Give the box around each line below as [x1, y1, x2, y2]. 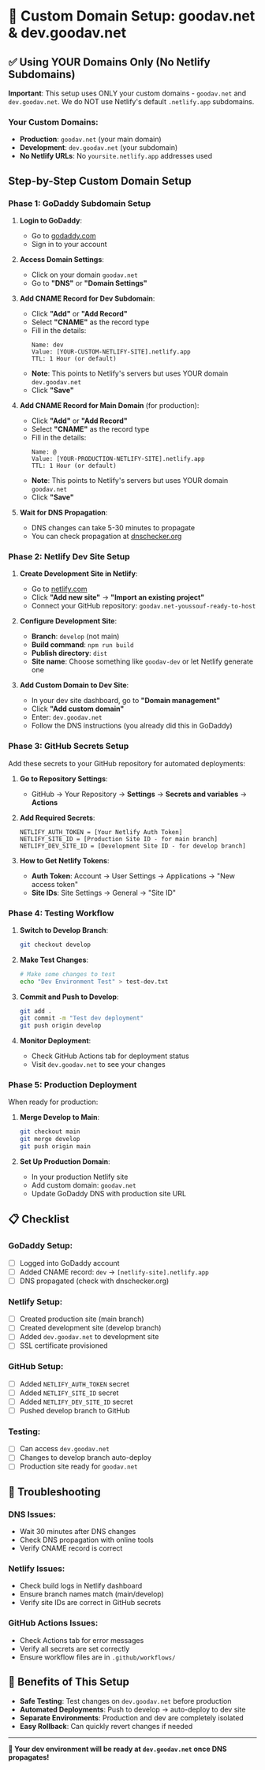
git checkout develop [19, 941, 91, 949]
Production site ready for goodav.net [19, 1461, 138, 1471]
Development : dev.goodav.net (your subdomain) [19, 143, 178, 152]
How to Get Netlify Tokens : [19, 855, 110, 865]
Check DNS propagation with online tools [19, 1535, 154, 1545]
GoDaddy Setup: [8, 1240, 73, 1252]
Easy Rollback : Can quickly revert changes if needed [19, 1721, 193, 1731]
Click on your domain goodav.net [31, 270, 138, 279]
